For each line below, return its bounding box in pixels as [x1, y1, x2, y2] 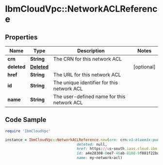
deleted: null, [77, 142, 108, 147]
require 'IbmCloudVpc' [5, 129, 51, 133]
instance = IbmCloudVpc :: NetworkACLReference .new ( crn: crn [5, 137, 127, 142]
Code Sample [5, 115, 47, 124]
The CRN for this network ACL [53, 56, 122, 62]
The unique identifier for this [53, 79, 118, 86]
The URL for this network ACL [53, 71, 121, 78]
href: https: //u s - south [77, 147, 125, 151]
